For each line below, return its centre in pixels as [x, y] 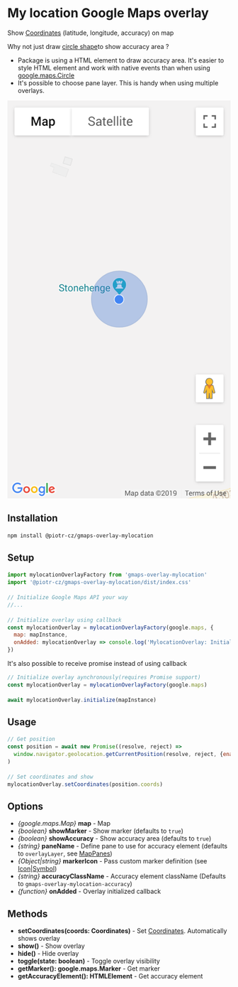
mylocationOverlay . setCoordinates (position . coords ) [85, 784]
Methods [28, 913]
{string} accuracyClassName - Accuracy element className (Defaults [122, 876]
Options [25, 806]
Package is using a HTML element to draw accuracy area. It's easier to [121, 60]
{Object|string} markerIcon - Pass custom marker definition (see [112, 861]
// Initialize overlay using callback [64, 620]
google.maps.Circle [46, 75]
